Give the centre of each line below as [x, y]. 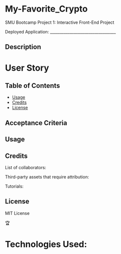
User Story [27, 68]
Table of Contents [33, 86]
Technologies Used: [46, 244]
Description [23, 47]
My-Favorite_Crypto [46, 9]
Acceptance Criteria [36, 123]
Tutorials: [14, 186]
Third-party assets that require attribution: [47, 177]
